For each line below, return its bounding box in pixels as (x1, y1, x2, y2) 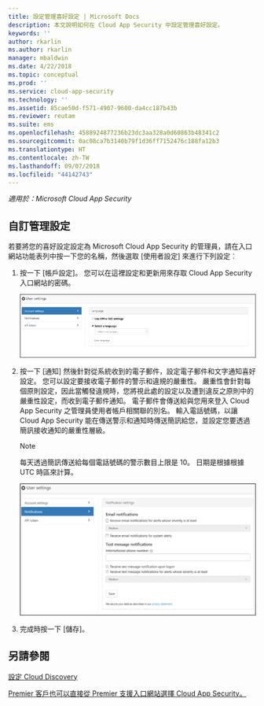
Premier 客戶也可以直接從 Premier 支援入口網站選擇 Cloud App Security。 (8, 689, 247, 698)
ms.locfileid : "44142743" (8, 170, 93, 179)
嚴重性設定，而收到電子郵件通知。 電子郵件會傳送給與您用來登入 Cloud (19, 396, 250, 405)
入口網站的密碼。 (19, 278, 75, 287)
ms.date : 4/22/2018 (8, 63, 72, 71)
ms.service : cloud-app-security (8, 87, 114, 95)
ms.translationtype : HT (8, 146, 86, 153)
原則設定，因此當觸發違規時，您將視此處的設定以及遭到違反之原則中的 (26, 386, 254, 396)
